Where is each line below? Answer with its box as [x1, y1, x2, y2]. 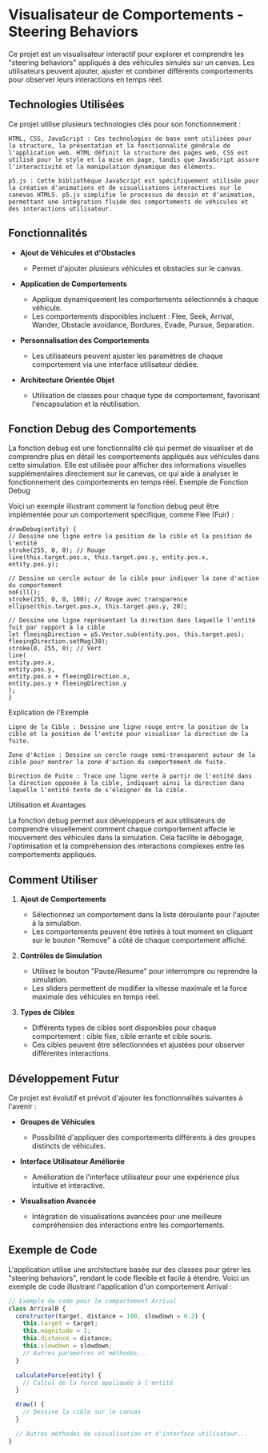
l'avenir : [8, 1101, 37, 1111]
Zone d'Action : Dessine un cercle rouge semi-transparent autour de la [8, 751, 256, 759]
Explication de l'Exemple [8, 707, 90, 718]
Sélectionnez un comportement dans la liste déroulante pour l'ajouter [31, 910, 260, 920]
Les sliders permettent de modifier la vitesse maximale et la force [31, 984, 248, 993]
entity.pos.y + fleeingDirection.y [8, 679, 127, 688]
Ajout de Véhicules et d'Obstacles [19, 248, 136, 257]
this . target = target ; [22, 1319, 98, 1327]
